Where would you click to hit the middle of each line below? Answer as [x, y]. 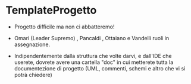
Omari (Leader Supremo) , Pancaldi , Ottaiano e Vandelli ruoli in [92, 38]
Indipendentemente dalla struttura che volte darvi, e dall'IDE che [93, 56]
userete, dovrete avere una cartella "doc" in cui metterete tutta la [94, 62]
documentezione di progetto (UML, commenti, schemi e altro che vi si [100, 68]
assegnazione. [32, 44]
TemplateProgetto [51, 10]
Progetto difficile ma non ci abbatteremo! [64, 27]
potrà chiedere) [33, 75]
